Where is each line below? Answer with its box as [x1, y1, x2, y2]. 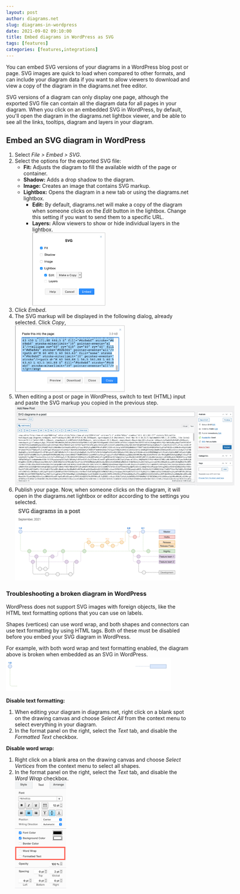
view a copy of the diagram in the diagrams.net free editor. [6, 82, 148, 89]
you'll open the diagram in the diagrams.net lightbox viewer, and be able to [6, 112, 186, 119]
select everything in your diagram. [14, 721, 98, 728]
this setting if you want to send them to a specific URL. [32, 213, 164, 220]
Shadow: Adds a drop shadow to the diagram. [23, 176, 135, 183]
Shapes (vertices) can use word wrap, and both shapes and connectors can [6, 620, 189, 628]
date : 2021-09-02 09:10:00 [6, 28, 72, 34]
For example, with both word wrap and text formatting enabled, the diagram [6, 645, 188, 652]
